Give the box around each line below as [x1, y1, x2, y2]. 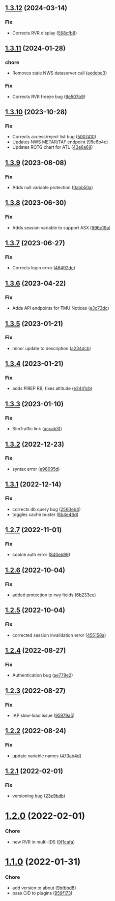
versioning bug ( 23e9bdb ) [12, 793, 65, 799]
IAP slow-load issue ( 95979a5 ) [12, 712, 75, 718]
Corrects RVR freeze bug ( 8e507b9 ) [12, 94, 86, 99]
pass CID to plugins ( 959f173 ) [12, 890, 73, 896]
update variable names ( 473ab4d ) [12, 753, 82, 759]
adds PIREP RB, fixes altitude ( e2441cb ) [12, 386, 93, 391]
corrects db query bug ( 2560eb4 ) [12, 506, 81, 512]
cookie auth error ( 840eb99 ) [12, 551, 70, 558]
